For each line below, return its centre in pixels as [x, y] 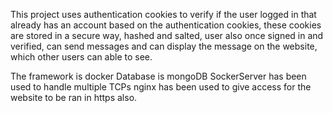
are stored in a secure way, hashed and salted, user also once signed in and [167, 35]
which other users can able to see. [81, 57]
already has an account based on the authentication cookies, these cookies [166, 25]
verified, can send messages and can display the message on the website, [164, 46]
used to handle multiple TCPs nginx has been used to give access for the [161, 87]
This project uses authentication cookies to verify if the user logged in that [163, 14]
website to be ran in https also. [74, 97]
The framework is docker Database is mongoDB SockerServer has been [158, 76]
